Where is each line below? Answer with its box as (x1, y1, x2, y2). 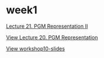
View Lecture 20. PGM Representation (6, 34, 98, 41)
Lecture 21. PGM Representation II (6, 23, 88, 30)
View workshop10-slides (6, 45, 65, 52)
